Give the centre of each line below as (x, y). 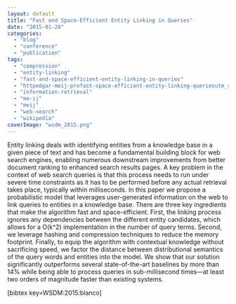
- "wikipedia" (34, 118)
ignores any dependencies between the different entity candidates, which (114, 219)
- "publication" (37, 53)
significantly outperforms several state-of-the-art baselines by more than (113, 264)
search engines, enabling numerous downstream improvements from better (117, 159)
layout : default (31, 14)
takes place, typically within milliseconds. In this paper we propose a (106, 190)
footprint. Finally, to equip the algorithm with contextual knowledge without (116, 242)
